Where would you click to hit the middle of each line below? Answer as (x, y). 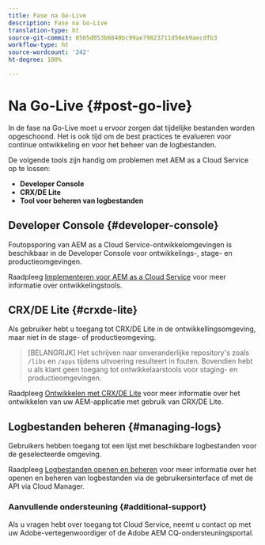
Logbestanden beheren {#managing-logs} (115, 427)
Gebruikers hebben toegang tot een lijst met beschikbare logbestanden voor (132, 446)
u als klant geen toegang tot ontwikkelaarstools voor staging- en (132, 370)
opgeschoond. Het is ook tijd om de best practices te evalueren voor (120, 136)
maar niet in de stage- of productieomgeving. (82, 337)
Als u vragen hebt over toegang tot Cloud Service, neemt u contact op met (130, 524)
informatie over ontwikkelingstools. (65, 285)
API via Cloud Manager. (46, 486)
